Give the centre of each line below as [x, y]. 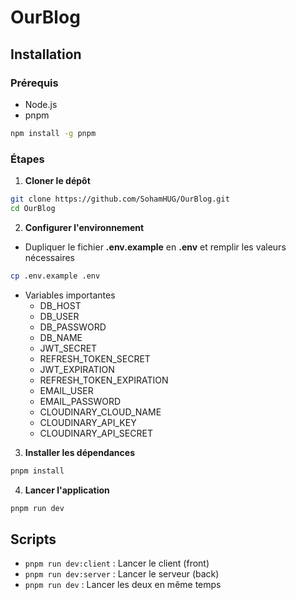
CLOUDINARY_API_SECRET [96, 433]
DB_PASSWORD [73, 327]
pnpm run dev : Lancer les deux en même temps [123, 585]
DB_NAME [61, 337]
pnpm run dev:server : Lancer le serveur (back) [122, 574]
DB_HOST [60, 305]
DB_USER [59, 316]
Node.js [41, 104]
